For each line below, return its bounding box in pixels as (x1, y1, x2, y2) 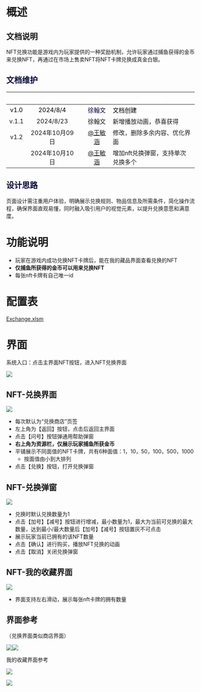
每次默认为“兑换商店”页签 (14, 418, 78, 425)
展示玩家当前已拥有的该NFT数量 (14, 533, 94, 541)
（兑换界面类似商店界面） (6, 632, 69, 639)
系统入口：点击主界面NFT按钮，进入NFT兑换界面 (6, 359, 127, 366)
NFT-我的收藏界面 (6, 567, 73, 577)
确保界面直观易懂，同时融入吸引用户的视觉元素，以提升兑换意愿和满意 (16, 205, 190, 212)
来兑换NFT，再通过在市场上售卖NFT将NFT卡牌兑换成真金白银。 (6, 56, 163, 63)
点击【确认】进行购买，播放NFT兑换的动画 (14, 541, 120, 548)
